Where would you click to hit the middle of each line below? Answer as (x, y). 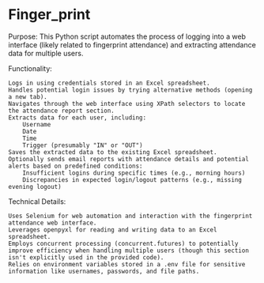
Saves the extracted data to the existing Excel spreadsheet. (113, 152)
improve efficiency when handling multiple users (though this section (128, 251)
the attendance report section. (61, 111)
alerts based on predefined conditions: (76, 166)
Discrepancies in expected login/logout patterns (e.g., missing (132, 179)
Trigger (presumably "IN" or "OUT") (83, 145)
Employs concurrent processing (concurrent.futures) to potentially (123, 243)
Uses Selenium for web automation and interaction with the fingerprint (130, 216)
